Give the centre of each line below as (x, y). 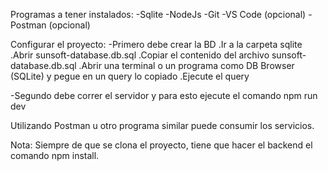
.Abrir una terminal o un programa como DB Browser (186, 65)
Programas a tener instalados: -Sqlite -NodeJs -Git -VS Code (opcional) (158, 14)
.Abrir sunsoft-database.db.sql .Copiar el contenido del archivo (140, 55)
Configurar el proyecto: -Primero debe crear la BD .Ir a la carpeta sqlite (156, 44)
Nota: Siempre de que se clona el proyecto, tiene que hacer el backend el (161, 145)
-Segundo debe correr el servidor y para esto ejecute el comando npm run (164, 95)
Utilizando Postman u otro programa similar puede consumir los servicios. (162, 125)
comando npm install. (55, 155)
